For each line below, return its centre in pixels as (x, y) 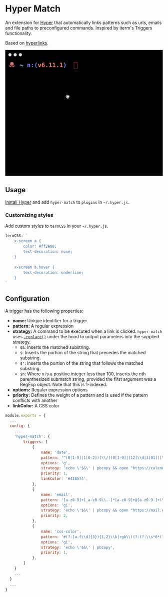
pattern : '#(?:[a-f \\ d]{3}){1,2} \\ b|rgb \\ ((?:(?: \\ (96, 537)
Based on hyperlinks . (27, 43)
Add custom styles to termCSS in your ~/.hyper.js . (57, 226)
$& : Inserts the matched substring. (55, 347)
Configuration (27, 299)
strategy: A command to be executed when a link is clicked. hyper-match (87, 331)
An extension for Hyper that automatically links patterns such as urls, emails (83, 23)
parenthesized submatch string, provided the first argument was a (88, 379)
